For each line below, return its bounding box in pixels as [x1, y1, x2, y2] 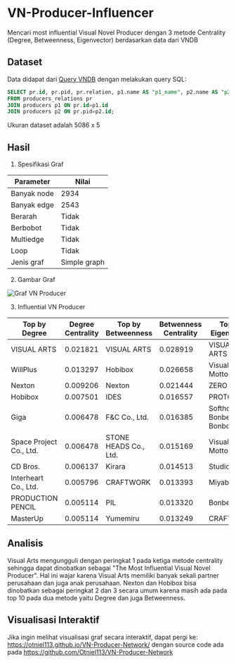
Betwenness [159, 319, 202, 329]
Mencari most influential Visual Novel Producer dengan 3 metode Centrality [7, 28, 226, 37]
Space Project [11, 437, 58, 447]
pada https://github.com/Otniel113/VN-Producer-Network [7, 647, 173, 656]
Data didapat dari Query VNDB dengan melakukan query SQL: [7, 75, 187, 83]
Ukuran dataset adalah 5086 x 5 [7, 121, 100, 130]
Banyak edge [11, 200, 54, 210]
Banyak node [11, 189, 54, 199]
